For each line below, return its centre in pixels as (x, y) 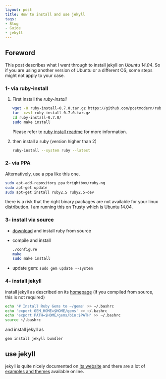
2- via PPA (18, 163)
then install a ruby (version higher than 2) (54, 141)
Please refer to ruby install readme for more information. (70, 132)
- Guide (13, 28)
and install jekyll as (25, 330)
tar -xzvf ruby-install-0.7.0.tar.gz (51, 113)
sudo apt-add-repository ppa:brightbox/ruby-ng (55, 183)
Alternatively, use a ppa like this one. (43, 174)
